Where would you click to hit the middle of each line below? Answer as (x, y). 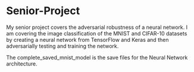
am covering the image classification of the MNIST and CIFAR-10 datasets (97, 33)
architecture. (22, 64)
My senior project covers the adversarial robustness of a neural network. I (97, 27)
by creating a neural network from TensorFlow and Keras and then (87, 40)
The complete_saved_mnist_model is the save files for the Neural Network (97, 57)
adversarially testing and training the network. (62, 46)
